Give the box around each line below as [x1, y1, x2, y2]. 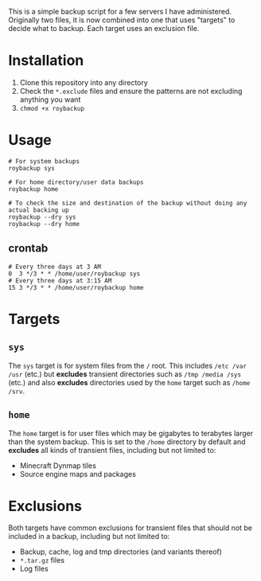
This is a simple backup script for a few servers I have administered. [8, 7, 232, 16]
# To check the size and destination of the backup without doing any [8, 199, 247, 207]
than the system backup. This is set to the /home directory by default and [8, 437, 246, 446]
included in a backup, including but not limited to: [8, 532, 170, 541]
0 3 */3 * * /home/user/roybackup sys [8, 270, 141, 278]
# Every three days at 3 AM [8, 263, 102, 271]
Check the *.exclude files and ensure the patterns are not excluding [19, 86, 243, 96]
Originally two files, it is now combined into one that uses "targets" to [8, 15, 236, 25]
